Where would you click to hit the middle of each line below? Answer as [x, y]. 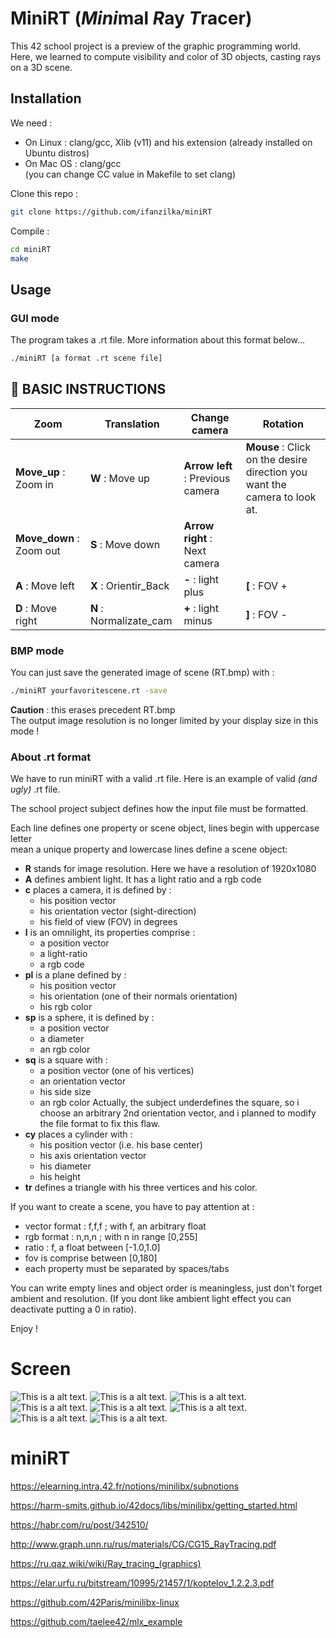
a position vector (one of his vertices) [117, 1071]
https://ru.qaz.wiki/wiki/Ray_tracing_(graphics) [106, 1564]
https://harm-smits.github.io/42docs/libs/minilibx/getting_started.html [154, 1506]
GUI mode [35, 318]
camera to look [281, 497]
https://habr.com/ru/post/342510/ [79, 1525]
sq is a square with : [66, 1060]
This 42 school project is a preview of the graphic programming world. [155, 46]
